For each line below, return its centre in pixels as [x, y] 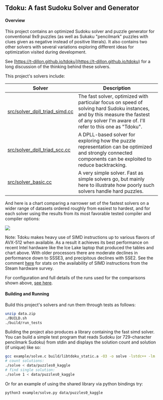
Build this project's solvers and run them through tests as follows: [70, 305]
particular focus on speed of [111, 102]
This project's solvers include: [35, 76]
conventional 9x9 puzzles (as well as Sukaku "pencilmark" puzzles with [77, 36]
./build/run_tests [24, 323]
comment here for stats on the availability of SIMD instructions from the [76, 263]
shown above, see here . [29, 283]
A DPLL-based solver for [107, 134]
